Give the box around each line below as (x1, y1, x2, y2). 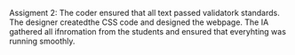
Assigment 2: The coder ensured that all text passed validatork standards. (9, 8, 280, 18)
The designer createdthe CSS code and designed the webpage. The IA (9, 17, 269, 27)
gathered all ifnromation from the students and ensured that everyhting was (9, 27, 287, 36)
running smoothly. (9, 35, 76, 46)
